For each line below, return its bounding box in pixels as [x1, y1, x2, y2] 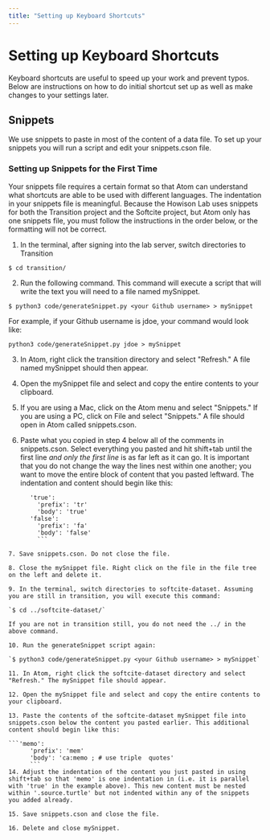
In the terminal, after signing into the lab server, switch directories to [19, 240, 247, 249]
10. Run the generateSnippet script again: [8, 641, 157, 649]
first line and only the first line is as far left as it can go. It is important [19, 452, 250, 462]
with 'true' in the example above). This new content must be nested [8, 781, 247, 790]
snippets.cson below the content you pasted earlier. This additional [8, 719, 250, 727]
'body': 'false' [37, 528, 92, 537]
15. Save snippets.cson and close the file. [8, 809, 160, 818]
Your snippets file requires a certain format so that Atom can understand [8, 182, 248, 191]
